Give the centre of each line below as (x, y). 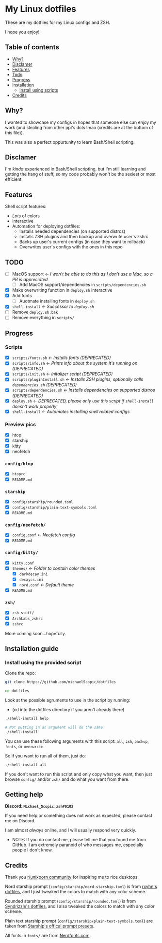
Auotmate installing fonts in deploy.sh (57, 301)
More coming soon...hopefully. (36, 633)
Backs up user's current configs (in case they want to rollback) (82, 242)
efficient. (14, 179)
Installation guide (32, 649)
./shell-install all (26, 765)
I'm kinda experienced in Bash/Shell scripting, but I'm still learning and (75, 169)
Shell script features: (26, 207)
